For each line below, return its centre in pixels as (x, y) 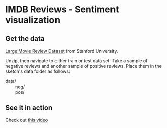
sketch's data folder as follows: (38, 71)
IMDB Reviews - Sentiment (62, 9)
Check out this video (27, 120)
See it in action (29, 108)
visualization (33, 20)
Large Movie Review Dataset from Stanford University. (62, 51)
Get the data (25, 39)
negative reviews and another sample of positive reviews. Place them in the (84, 66)
